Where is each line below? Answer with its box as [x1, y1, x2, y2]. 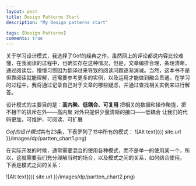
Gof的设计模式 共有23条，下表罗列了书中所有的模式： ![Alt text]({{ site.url [6, 128, 181, 135]
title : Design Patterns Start [6, 14, 80, 20]
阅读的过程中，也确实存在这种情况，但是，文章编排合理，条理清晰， [26, 60, 190, 67]
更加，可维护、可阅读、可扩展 [10, 116, 83, 123]
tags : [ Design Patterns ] [6, 30, 66, 36]
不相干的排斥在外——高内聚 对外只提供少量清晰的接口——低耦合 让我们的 [6, 109, 183, 116]
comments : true [6, 36, 43, 42]
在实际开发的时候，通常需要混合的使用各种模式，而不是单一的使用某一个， [6, 147, 185, 154]
